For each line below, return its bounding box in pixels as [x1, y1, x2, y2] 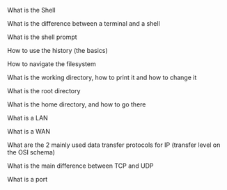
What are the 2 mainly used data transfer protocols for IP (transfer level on [7, 141, 221, 149]
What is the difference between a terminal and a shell [7, 19, 160, 27]
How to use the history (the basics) [7, 47, 108, 54]
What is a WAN [7, 127, 51, 135]
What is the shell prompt [7, 33, 78, 41]
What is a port [7, 175, 48, 183]
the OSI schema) [7, 148, 56, 156]
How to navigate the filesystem [7, 60, 96, 68]
